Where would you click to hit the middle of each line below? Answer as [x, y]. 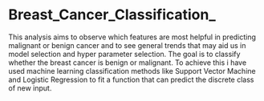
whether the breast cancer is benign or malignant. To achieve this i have [128, 63]
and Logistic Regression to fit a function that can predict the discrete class [131, 79]
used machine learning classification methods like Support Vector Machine [132, 71]
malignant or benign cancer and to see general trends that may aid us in [127, 45]
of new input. [30, 88]
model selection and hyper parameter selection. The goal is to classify [124, 54]
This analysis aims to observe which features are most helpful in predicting [132, 37]
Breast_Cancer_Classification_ [112, 15]
